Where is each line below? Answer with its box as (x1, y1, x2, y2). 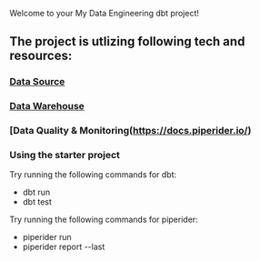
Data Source (9, 75, 65, 88)
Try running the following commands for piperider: (9, 214, 198, 226)
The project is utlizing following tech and (9, 34, 245, 49)
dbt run (22, 186, 51, 198)
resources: (9, 48, 73, 64)
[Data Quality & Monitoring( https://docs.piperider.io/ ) (9, 125, 252, 137)
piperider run (22, 232, 73, 243)
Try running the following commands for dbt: (9, 169, 177, 180)
